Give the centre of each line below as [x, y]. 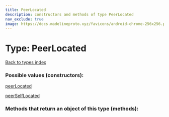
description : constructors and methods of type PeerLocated [70, 14]
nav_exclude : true [24, 19]
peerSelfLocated [23, 96]
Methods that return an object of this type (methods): [72, 109]
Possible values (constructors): [45, 75]
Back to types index [26, 62]
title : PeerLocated [26, 10]
